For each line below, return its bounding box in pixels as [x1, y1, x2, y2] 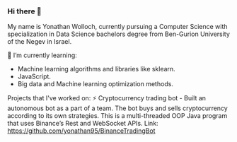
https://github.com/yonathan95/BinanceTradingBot [7, 126, 156, 135]
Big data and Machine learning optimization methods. [17, 80, 173, 88]
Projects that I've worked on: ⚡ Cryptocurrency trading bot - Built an [7, 94, 207, 102]
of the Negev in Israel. [7, 37, 72, 46]
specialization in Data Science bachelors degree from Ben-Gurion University [7, 30, 230, 38]
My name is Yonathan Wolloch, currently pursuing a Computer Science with [7, 23, 228, 31]
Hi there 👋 [7, 6, 42, 16]
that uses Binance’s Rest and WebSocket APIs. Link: [7, 119, 158, 128]
